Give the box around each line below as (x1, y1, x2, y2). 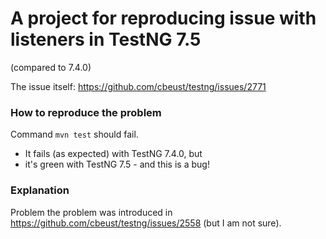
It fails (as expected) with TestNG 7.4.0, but (24, 148, 203, 160)
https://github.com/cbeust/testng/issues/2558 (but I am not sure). (10, 217, 282, 229)
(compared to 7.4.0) (10, 61, 92, 73)
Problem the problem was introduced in (10, 206, 173, 218)
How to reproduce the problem (10, 105, 162, 119)
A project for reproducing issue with (10, 7, 317, 30)
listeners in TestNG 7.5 (10, 28, 202, 51)
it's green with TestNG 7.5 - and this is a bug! (24, 158, 210, 171)
